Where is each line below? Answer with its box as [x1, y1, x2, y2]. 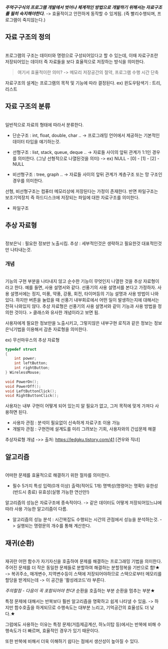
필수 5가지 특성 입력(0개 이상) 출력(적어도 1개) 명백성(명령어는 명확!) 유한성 [12, 483, 159, 489]
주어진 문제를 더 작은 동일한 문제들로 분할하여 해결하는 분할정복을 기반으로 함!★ [5, 564, 160, 571]
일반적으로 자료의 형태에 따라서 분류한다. [5, 121, 84, 127]
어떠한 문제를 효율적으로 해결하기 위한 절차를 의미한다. [5, 472, 111, 478]
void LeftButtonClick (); [5, 389, 57, 394]
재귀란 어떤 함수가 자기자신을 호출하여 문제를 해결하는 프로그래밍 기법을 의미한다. [5, 558, 163, 564]
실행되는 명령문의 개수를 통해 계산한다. [16, 523, 91, 529]
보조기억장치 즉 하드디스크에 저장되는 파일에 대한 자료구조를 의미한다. [5, 194, 140, 200]
